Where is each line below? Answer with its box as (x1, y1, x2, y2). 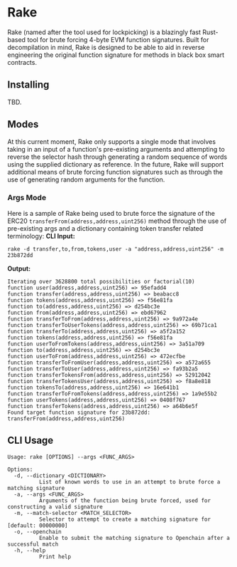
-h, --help (13, 546, 46, 554)
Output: (7, 264, 31, 273)
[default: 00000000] (7, 521, 69, 529)
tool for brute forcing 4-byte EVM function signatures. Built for (27, 35, 209, 43)
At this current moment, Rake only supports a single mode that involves (7, 137, 216, 146)
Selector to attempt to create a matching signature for (38, 516, 211, 523)
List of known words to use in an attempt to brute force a (38, 478, 221, 485)
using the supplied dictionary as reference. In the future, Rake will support (7, 160, 224, 168)
